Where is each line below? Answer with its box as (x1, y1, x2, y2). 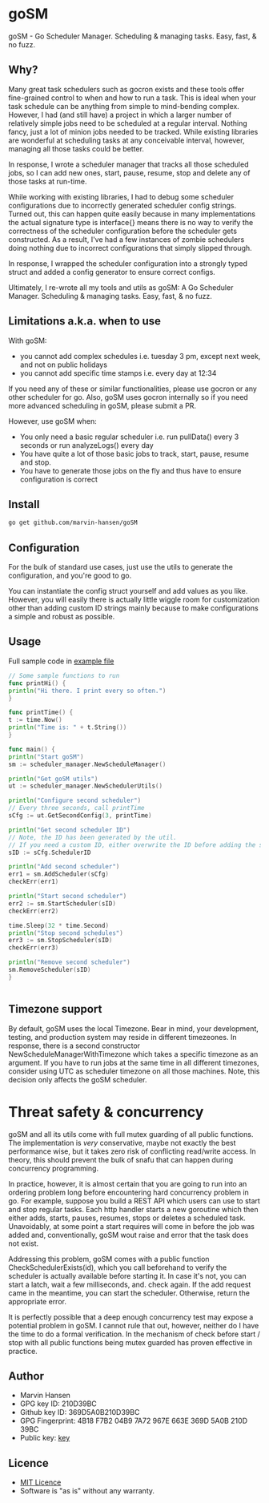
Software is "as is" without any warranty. (19, 1486, 155, 1496)
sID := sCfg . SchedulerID (8, 848, 91, 856)
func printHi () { (8, 679, 66, 687)
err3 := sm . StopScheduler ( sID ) (8, 937, 113, 945)
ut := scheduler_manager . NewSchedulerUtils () (8, 782, 163, 790)
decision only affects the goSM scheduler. (8, 1074, 147, 1084)
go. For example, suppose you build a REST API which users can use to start (8, 1195, 260, 1206)
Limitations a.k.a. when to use (8, 314, 162, 328)
